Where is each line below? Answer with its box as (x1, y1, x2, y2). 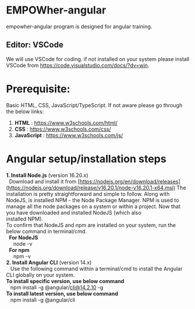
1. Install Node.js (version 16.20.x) (6, 171, 89, 179)
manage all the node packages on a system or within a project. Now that (6, 203, 181, 210)
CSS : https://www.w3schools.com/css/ (14, 125, 111, 133)
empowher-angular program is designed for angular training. (6, 23, 152, 30)
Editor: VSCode (6, 40, 64, 50)
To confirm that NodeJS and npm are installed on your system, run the (6, 221, 176, 229)
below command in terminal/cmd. (6, 227, 87, 235)
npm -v (13, 253, 31, 260)
